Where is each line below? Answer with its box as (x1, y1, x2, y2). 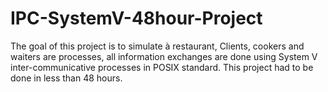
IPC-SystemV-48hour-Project (10, 7, 263, 30)
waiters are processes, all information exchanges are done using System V (10, 50, 318, 62)
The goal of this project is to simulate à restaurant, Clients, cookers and (10, 40, 305, 52)
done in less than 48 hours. (10, 72, 123, 84)
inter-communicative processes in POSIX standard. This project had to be (10, 61, 314, 73)
